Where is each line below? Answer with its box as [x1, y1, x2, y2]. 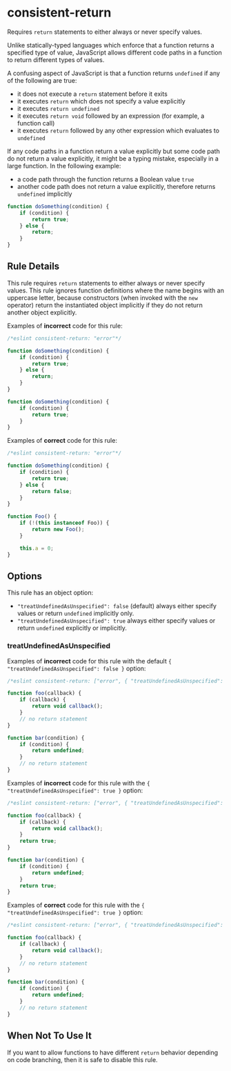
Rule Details [7, 261, 60, 272]
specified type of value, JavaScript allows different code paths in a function [7, 48, 222, 57]
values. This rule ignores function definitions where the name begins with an [7, 286, 224, 294]
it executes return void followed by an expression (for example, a [17, 112, 205, 120]
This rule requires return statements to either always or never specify [7, 279, 205, 287]
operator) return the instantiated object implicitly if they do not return [7, 301, 203, 309]
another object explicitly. [7, 308, 77, 317]
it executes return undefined [17, 104, 100, 112]
